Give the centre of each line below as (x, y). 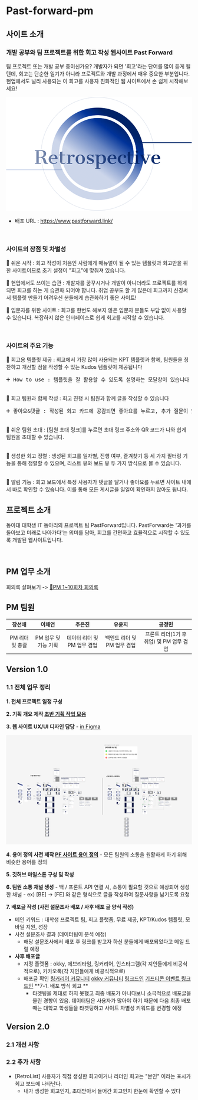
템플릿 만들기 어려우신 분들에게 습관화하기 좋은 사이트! (74, 297)
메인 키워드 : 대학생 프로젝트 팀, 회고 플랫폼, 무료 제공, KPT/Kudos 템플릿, (99, 919)
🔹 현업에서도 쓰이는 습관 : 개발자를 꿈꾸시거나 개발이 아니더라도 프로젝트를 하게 (97, 283)
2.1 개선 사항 (23, 1045)
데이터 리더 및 (82, 638)
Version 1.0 (27, 670)
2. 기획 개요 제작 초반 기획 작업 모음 (46, 714)
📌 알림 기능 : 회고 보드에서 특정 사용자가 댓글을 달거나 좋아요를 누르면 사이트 (93, 482)
